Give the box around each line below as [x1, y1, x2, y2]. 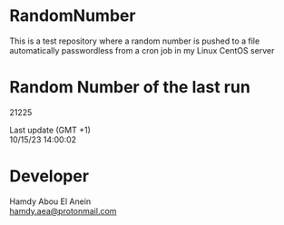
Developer [9, 166, 89, 187]
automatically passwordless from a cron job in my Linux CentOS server [9, 44, 275, 55]
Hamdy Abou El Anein [9, 196, 92, 207]
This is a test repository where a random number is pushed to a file [9, 35, 260, 46]
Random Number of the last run [9, 77, 251, 98]
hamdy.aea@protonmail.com [9, 205, 117, 216]
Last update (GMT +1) [9, 124, 91, 135]
